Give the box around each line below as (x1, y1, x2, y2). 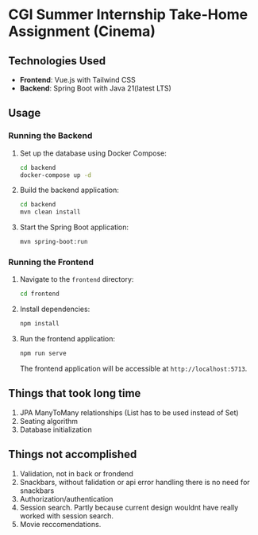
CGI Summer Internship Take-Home (8, 6, 248, 24)
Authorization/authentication (19, 494, 114, 503)
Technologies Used (8, 54, 106, 67)
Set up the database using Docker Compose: (19, 148, 167, 158)
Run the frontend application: (19, 334, 115, 344)
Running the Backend (8, 130, 93, 141)
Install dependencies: (19, 304, 90, 314)
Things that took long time (8, 387, 141, 400)
